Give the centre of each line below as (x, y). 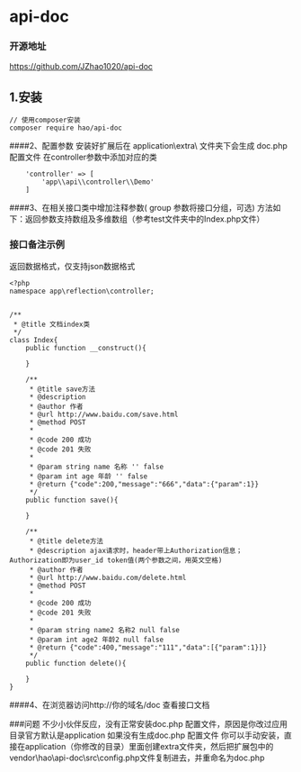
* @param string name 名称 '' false (97, 467)
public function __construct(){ (86, 348)
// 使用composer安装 (45, 120)
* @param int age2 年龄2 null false (97, 640)
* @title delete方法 (66, 541)
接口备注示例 (37, 245)
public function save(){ (72, 500)
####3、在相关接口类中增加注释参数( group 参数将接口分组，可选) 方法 (142, 208)
